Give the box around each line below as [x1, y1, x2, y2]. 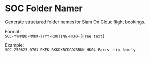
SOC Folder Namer [5, 3, 83, 14]
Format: [5, 28, 21, 34]
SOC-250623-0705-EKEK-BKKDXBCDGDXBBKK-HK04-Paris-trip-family [5, 47, 136, 52]
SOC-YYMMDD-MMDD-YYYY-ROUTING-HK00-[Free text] [5, 34, 105, 38]
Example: [5, 42, 24, 48]
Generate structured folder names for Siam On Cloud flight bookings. [5, 19, 146, 25]
